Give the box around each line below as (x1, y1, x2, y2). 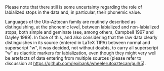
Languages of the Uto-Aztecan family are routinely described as (5, 19, 136, 24)
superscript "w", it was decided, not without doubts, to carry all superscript (5, 45, 159, 50)
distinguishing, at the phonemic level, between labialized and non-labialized (5, 24, 160, 30)
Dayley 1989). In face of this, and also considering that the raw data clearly (5, 34, 158, 40)
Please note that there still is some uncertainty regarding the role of (5, 4, 142, 10)
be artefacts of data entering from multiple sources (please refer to (5, 55, 142, 61)
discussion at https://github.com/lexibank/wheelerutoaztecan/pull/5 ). (5, 61, 146, 66)
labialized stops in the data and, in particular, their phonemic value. (5, 9, 142, 15)
